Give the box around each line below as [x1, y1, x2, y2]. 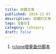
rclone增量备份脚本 [12, 44, 51, 49]
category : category [5, 25, 44, 30]
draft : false [5, 30, 31, 35]
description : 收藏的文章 [5, 16, 52, 21]
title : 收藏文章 [5, 7, 35, 12]
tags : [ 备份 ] [5, 20, 30, 26]
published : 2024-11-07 [5, 12, 51, 17]
